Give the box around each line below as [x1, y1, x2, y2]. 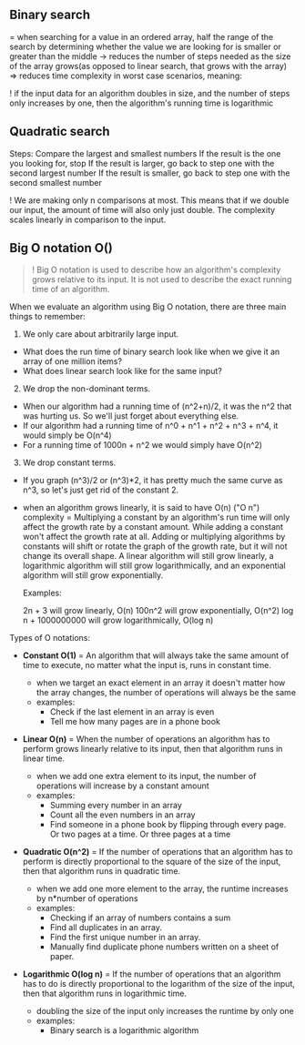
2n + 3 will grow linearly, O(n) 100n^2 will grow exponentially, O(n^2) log [22, 605, 294, 616]
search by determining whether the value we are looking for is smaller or [9, 41, 282, 52]
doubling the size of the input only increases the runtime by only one [36, 1006, 294, 1017]
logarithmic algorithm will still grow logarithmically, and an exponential [22, 560, 286, 572]
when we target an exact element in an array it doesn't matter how [36, 677, 286, 688]
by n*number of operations [36, 893, 138, 904]
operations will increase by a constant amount [36, 780, 209, 791]
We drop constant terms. [22, 457, 117, 468]
